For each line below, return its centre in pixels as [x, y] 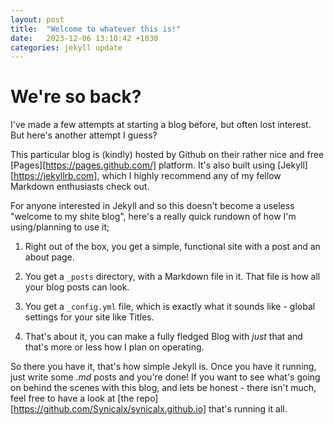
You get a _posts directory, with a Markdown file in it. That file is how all [172, 277]
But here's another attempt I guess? [84, 135]
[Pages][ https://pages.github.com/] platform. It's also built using [143, 165]
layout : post [37, 19]
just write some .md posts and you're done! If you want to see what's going [165, 377]
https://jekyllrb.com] [55, 176]
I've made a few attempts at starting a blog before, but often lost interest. [161, 125]
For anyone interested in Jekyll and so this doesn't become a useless [152, 206]
